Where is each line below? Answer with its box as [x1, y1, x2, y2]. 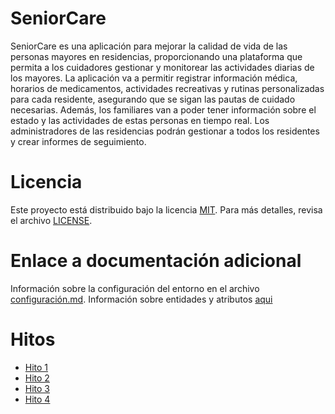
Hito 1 [24, 361, 49, 373]
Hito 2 [24, 372, 50, 384]
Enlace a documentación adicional [10, 250, 302, 272]
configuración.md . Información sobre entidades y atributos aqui [10, 293, 273, 305]
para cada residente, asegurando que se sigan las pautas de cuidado [10, 93, 296, 105]
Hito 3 [24, 382, 51, 394]
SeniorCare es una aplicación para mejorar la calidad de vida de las [10, 40, 288, 52]
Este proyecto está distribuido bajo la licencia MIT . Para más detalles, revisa [10, 203, 323, 216]
